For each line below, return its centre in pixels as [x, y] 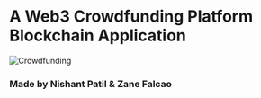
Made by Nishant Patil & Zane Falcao [91, 84]
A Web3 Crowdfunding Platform [131, 17]
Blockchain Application [98, 36]
